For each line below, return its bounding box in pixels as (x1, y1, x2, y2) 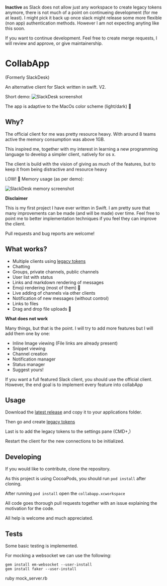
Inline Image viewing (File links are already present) (12, 340, 118, 346)
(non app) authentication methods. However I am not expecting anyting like (5, 20, 160, 26)
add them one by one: (5, 330, 50, 336)
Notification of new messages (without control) (12, 295, 109, 301)
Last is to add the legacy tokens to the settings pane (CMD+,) (5, 428, 131, 434)
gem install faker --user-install (5, 567, 77, 572)
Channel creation (12, 351, 48, 357)
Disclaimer (5, 195, 28, 201)
